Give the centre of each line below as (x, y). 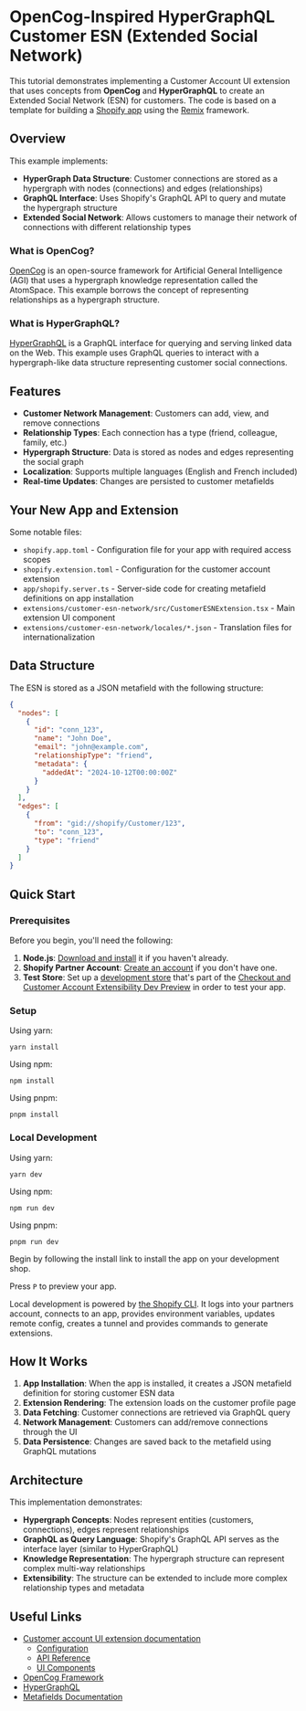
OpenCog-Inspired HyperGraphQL (142, 17)
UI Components (66, 1668)
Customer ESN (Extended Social (134, 36)
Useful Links (46, 1616)
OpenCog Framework (63, 1677)
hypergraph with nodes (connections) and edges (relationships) (142, 188)
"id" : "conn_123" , (69, 730)
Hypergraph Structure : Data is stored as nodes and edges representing (158, 452)
